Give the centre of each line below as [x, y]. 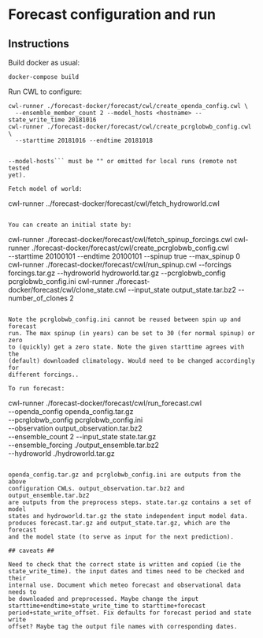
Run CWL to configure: [45, 91]
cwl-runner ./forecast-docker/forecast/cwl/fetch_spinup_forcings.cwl [120, 239]
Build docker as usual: [44, 62]
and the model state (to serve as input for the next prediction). [121, 537]
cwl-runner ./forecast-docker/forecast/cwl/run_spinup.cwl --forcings [120, 265]
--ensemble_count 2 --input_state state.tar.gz [82, 437]
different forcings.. [44, 375]
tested [19, 168]
